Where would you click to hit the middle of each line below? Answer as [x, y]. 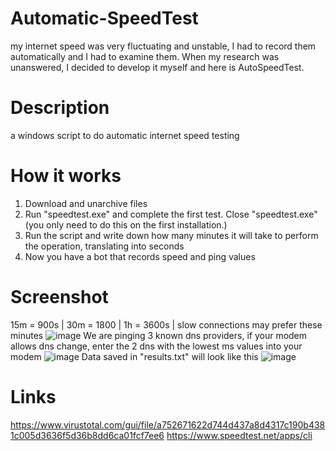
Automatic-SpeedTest [104, 18]
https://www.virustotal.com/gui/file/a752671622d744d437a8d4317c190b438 [168, 424]
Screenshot [59, 297]
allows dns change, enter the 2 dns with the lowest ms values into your [156, 346]
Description [60, 108]
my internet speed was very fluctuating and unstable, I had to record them [163, 46]
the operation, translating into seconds [104, 246]
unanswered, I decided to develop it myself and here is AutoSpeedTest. [157, 67]
